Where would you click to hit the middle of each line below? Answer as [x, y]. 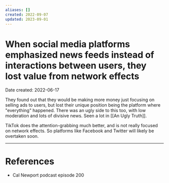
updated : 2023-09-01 [27, 19]
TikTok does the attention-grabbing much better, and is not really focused [82, 126]
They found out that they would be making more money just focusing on [80, 100]
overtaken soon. [22, 136]
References [30, 161]
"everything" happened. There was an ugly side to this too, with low [75, 111]
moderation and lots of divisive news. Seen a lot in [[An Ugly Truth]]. [76, 116]
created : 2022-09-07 [27, 15]
